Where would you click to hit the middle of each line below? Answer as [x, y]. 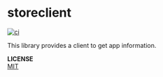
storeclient [40, 13]
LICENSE [20, 59]
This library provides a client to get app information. [82, 45]
